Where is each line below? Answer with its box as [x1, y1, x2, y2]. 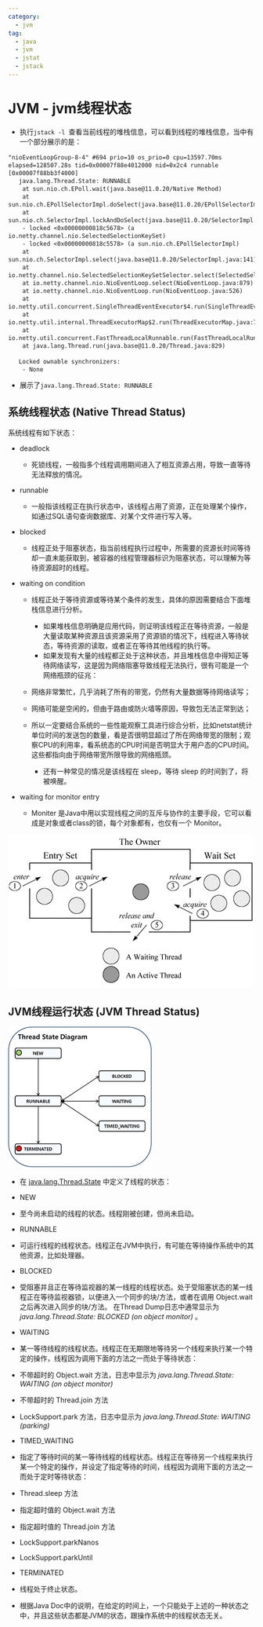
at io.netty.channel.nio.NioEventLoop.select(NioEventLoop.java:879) [22, 279, 254, 287]
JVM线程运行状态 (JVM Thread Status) [8, 1005, 200, 1018]
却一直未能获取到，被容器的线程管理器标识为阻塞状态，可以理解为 [31, 553, 244, 562]
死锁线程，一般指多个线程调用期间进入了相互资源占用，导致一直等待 [31, 459, 251, 469]
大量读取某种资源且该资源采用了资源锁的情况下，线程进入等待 [42, 631, 243, 640]
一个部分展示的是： [19, 137, 82, 146]
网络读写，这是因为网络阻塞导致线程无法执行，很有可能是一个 [49, 660, 249, 670]
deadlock [19, 444, 50, 453]
